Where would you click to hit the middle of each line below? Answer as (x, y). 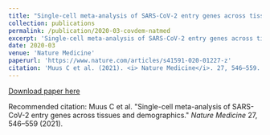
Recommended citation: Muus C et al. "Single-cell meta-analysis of (119, 106)
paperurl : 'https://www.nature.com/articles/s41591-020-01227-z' (120, 61)
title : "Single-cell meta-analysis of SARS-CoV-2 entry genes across (127, 16)
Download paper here (44, 91)
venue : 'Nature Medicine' (51, 53)
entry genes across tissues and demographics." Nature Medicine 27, (144, 115)
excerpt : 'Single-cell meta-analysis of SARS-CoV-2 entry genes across (131, 38)
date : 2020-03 (32, 46)
